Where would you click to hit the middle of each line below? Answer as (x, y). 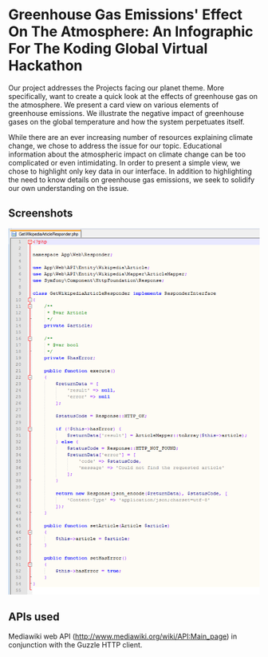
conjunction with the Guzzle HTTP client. (75, 644)
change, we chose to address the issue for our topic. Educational (115, 145)
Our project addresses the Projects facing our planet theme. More (116, 88)
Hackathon (45, 66)
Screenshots (41, 213)
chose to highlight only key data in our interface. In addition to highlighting (130, 171)
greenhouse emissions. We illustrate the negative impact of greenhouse (126, 113)
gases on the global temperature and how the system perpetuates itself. (126, 121)
